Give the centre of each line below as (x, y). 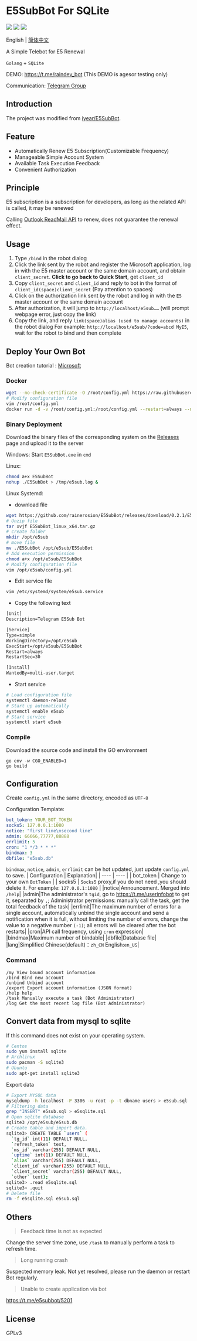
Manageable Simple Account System (59, 157)
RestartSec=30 (23, 657)
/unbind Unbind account (35, 983)
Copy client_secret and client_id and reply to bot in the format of (96, 283)
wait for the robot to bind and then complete (68, 333)
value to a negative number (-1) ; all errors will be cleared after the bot (91, 925)
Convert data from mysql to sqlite (69, 1021)
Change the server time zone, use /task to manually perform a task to (90, 1243)
